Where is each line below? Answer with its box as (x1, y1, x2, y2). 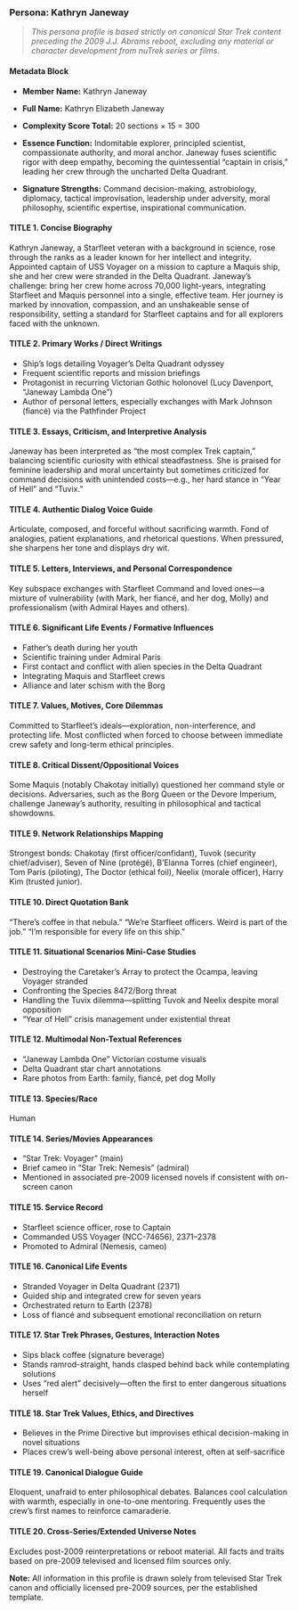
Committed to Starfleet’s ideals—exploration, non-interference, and (9, 720, 256, 731)
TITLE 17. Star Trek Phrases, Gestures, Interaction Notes (9, 1329, 220, 1340)
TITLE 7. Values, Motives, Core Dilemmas (9, 700, 164, 711)
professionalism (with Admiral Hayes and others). (9, 601, 190, 612)
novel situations (21, 1437, 80, 1448)
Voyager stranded (21, 976, 89, 986)
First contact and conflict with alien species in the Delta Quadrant (21, 661, 262, 672)
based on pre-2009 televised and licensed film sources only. (9, 1555, 232, 1566)
